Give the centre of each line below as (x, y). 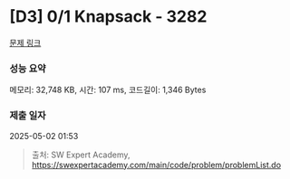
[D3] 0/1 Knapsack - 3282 (108, 17)
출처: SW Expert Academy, (81, 155)
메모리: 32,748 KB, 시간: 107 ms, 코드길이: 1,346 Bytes (108, 90)
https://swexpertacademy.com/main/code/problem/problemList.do (156, 165)
